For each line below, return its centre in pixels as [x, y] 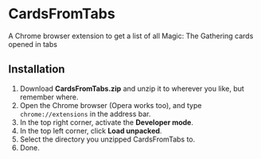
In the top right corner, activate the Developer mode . [106, 122]
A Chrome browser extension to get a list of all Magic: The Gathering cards [131, 36]
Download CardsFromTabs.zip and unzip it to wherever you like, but [132, 88]
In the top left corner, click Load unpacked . [91, 130]
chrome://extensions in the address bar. [85, 114]
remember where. [49, 97]
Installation [37, 70]
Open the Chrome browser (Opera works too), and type [111, 105]
